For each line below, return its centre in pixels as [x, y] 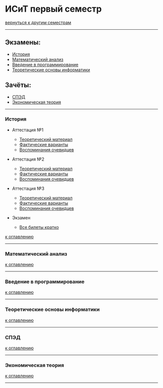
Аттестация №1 [28, 130]
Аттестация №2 [28, 159]
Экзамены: [23, 42]
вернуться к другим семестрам [38, 22]
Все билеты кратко [39, 227]
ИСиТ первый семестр [53, 9]
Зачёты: [18, 85]
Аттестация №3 [28, 188]
